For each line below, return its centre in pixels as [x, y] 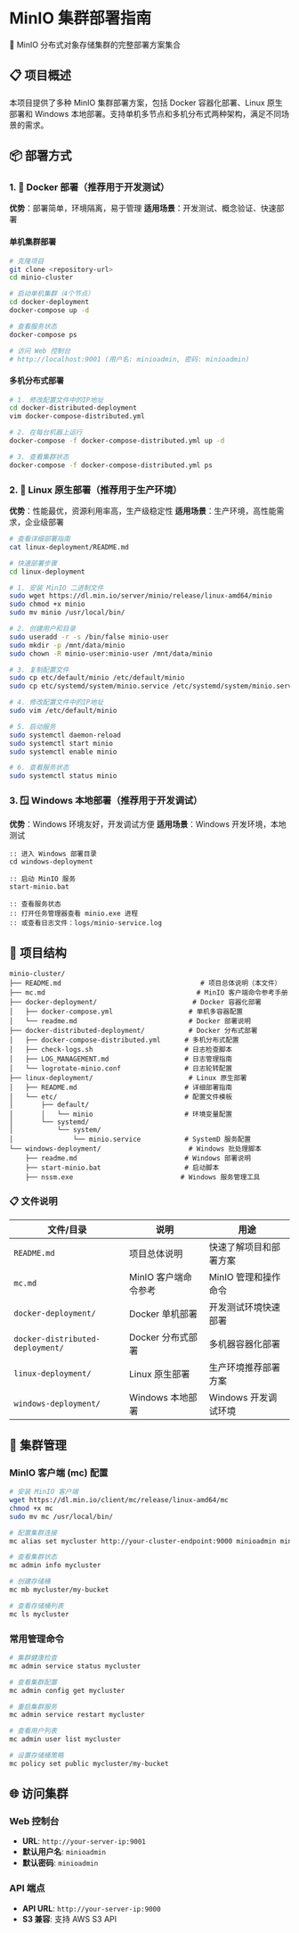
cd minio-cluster [41, 277]
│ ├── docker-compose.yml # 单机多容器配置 [126, 1012]
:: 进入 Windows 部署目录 [53, 854]
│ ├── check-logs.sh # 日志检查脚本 [121, 1050]
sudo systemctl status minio [63, 776]
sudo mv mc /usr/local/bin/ [61, 1516]
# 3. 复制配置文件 [39, 670]
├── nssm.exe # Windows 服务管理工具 [143, 1177]
